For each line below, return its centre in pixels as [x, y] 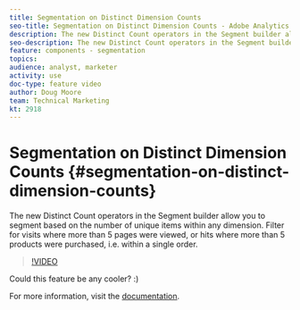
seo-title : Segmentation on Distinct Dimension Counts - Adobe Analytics [150, 26]
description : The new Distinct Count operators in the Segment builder [145, 34]
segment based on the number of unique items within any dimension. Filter [147, 225]
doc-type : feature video [55, 84]
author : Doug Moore [46, 92]
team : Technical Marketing [59, 101]
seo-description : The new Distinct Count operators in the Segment [137, 42]
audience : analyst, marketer [63, 68]
